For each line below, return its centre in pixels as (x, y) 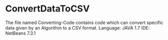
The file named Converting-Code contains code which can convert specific (85, 22)
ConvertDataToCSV (48, 9)
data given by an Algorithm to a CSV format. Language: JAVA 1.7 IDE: (78, 27)
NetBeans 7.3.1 (20, 33)
